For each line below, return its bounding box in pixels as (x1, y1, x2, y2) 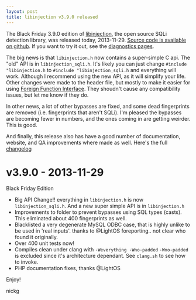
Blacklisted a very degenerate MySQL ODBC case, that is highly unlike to (14, 221, 190, 229)
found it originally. (14, 234, 59, 241)
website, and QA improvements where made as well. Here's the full (6, 139, 168, 146)
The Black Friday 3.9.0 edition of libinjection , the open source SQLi (6, 30, 167, 37)
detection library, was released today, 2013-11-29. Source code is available (6, 36, 186, 43)
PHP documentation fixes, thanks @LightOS (14, 265, 121, 272)
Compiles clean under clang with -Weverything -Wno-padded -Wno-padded (14, 246, 188, 253)
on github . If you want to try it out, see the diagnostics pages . (6, 42, 154, 50)
